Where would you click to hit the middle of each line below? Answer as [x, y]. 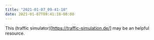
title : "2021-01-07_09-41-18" [37, 10]
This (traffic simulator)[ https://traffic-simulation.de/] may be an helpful [77, 28]
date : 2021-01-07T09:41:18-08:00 [40, 14]
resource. [15, 33]
